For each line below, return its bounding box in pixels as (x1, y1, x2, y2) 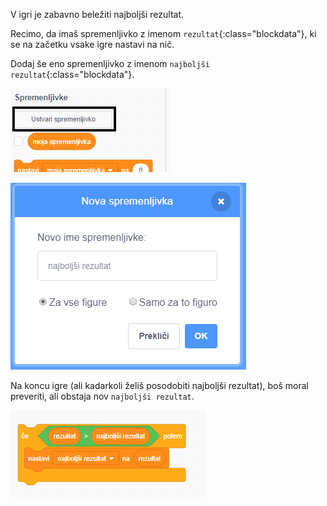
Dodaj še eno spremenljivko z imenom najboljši (10, 58, 210, 69)
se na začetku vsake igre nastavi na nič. (10, 39, 175, 50)
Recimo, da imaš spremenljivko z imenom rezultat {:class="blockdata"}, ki (10, 28, 317, 39)
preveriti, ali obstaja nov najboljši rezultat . (10, 390, 195, 402)
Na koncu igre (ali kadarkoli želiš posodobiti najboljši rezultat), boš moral (10, 380, 309, 391)
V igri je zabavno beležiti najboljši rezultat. (10, 9, 185, 20)
